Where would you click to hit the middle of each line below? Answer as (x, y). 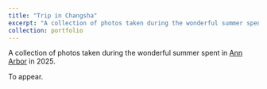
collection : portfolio (46, 30)
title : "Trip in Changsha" (53, 15)
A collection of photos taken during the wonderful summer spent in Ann (126, 53)
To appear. (26, 77)
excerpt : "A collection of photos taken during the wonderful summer (126, 23)
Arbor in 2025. (32, 61)
